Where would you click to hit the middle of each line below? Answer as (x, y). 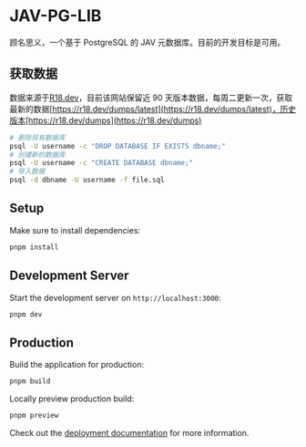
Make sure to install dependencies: (75, 230)
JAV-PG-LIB (56, 16)
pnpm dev (26, 314)
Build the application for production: (76, 365)
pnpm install (34, 247)
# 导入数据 (27, 172)
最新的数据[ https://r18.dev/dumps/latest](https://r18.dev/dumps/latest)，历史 (153, 109)
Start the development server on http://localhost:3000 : (115, 297)
